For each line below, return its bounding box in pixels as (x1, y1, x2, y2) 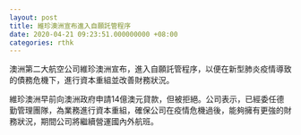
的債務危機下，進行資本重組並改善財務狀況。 (9, 75, 175, 86)
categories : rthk (9, 38, 74, 47)
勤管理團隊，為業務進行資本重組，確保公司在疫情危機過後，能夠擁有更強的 (9, 105, 284, 116)
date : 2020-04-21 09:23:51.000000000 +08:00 (9, 30, 178, 38)
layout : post (9, 13, 58, 22)
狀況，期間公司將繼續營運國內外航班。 (16, 116, 159, 127)
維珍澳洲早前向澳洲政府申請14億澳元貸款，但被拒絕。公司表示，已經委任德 (9, 94, 285, 105)
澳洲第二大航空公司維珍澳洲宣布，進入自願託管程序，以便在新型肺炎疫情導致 (9, 63, 292, 74)
